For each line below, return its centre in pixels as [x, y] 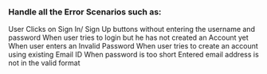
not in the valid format [45, 63]
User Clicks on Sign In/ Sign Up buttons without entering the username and [132, 29]
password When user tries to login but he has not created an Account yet [128, 37]
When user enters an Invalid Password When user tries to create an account [133, 46]
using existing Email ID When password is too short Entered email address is [133, 55]
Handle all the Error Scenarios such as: [85, 12]
